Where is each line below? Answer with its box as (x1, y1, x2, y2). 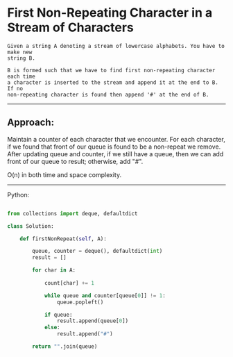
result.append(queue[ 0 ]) (56, 317, 129, 324)
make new (7, 49, 33, 56)
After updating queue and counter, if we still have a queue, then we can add (7, 149, 224, 158)
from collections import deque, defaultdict (7, 210, 138, 217)
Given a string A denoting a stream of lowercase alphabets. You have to (7, 42, 225, 49)
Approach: (7, 117, 54, 128)
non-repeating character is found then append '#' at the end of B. (7, 91, 209, 98)
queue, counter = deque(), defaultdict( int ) (32, 248, 163, 255)
